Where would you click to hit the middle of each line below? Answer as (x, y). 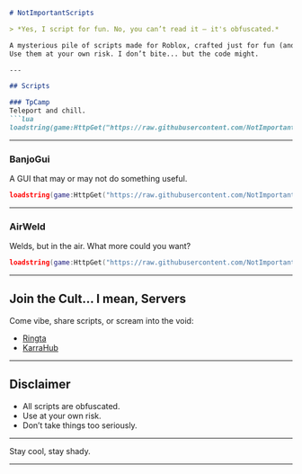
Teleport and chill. (48, 111)
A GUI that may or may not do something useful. (98, 179)
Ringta (34, 338)
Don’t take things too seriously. (80, 425)
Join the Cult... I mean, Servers (98, 299)
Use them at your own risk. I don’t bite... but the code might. (134, 54)
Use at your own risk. (62, 416)
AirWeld (27, 227)
